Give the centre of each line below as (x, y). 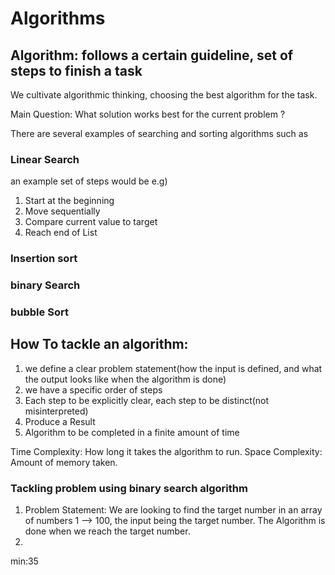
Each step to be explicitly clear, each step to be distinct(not (147, 400)
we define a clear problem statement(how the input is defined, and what (173, 368)
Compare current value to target (91, 222)
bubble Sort (39, 312)
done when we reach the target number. (107, 531)
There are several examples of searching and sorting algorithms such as (159, 133)
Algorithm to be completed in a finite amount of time (132, 432)
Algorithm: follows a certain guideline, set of (152, 55)
